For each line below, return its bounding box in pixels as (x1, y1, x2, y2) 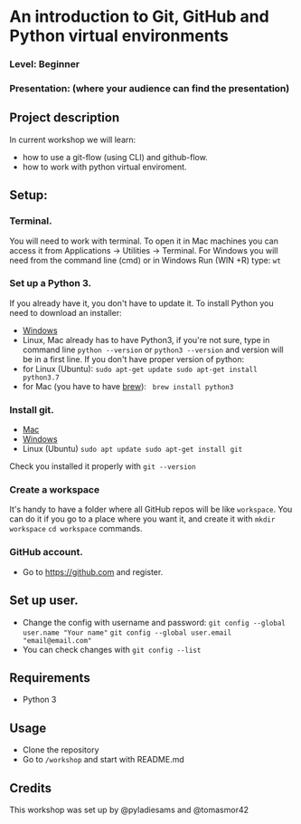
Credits (9, 781, 52, 796)
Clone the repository (22, 744, 99, 755)
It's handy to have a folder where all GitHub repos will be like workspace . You (9, 504, 293, 515)
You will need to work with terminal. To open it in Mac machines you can (9, 235, 278, 246)
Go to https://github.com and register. (22, 566, 164, 577)
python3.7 (22, 373, 61, 382)
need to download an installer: (9, 307, 122, 318)
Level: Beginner (9, 58, 80, 71)
